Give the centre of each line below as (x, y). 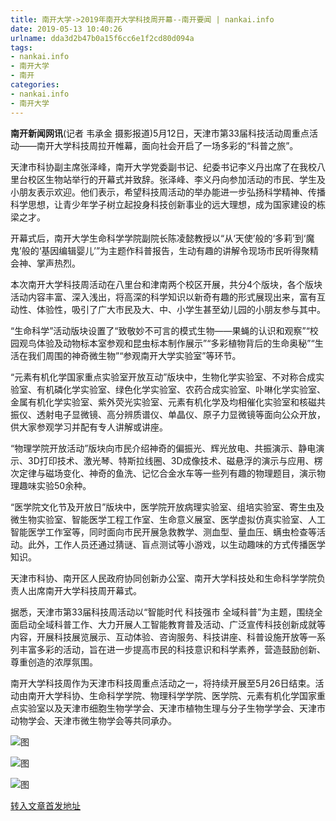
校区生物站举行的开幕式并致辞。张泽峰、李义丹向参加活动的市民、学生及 (176, 179)
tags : (21, 47)
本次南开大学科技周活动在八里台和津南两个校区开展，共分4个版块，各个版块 (166, 284)
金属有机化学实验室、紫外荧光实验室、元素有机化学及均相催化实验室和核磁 (163, 402)
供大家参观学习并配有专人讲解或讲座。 (89, 427)
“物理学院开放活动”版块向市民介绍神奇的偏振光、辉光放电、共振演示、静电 (163, 448)
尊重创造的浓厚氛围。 (54, 662)
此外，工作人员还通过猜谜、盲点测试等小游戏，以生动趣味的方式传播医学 (176, 544)
